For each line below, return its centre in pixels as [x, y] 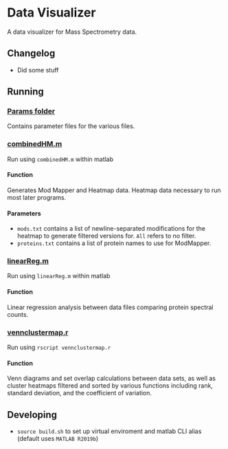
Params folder [31, 112]
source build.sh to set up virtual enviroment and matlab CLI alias [109, 431]
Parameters [24, 213]
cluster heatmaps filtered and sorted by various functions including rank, [110, 386]
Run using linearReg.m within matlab [59, 276]
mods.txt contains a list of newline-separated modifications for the [111, 229]
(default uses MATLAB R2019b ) [58, 438]
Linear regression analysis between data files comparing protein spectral [110, 307]
